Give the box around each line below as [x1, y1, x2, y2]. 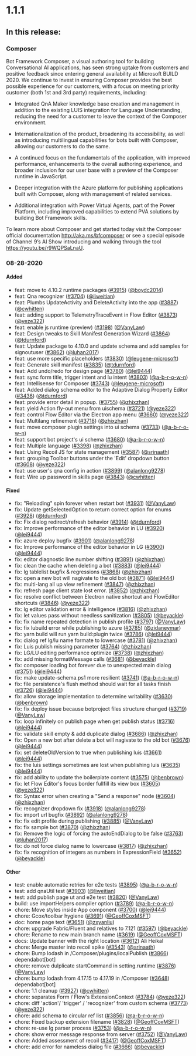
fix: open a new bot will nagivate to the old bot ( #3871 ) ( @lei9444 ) [14, 575, 175, 582]
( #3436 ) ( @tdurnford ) [14, 392, 68, 399]
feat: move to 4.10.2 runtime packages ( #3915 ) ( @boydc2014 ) [14, 287, 164, 293]
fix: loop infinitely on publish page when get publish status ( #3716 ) [14, 718, 176, 725]
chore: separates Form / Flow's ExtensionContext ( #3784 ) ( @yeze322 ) [14, 993, 186, 1000]
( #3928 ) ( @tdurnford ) [14, 512, 67, 519]
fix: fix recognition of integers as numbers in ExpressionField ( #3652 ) [14, 848, 183, 856]
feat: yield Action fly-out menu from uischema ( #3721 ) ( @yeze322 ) [14, 405, 177, 412]
